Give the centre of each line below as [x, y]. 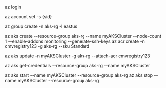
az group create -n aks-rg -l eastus [41, 26]
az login [13, 7]
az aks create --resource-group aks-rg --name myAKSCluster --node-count [83, 36]
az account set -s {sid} [29, 17]
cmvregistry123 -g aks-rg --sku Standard [47, 46]
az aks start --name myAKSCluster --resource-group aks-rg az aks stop [79, 75]
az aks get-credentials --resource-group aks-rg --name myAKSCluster [78, 66]
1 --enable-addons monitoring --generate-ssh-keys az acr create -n [75, 41]
